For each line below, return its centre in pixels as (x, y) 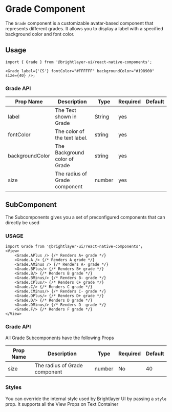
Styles (14, 387)
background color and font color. (40, 34)
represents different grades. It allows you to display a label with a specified (84, 28)
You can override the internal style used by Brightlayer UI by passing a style (86, 399)
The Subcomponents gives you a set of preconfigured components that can (85, 217)
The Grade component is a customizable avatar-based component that (79, 23)
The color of (70, 131)
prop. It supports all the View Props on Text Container (62, 404)
